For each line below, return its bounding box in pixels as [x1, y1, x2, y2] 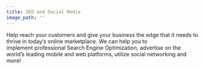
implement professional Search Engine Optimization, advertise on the [6, 44, 181, 51]
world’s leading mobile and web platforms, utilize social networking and [6, 50, 187, 57]
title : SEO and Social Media [6, 8, 81, 15]
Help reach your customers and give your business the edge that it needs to [6, 31, 198, 38]
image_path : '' [6, 15, 45, 21]
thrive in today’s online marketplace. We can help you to [6, 38, 148, 45]
